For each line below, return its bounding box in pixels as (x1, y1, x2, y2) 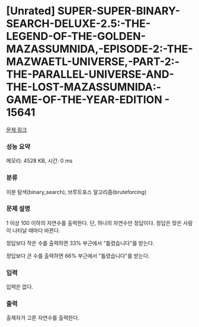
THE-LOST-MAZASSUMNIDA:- (6, 81, 161, 94)
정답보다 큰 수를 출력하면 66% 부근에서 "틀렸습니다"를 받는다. (6, 252, 150, 259)
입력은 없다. (6, 283, 34, 291)
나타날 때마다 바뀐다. (12, 227, 61, 234)
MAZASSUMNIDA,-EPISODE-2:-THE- (6, 42, 194, 56)
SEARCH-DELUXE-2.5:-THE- (6, 17, 151, 30)
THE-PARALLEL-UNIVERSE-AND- (6, 67, 175, 81)
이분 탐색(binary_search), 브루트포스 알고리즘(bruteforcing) (6, 188, 147, 195)
